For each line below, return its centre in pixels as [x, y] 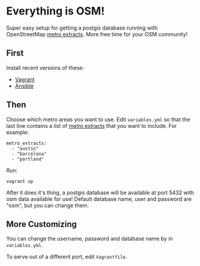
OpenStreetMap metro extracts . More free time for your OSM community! [97, 34]
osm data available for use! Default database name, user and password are [99, 199]
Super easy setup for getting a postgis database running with [82, 28]
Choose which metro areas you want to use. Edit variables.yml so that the [98, 119]
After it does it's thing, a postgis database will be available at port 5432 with [100, 192]
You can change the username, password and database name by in [89, 239]
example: [17, 132]
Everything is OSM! [56, 11]
